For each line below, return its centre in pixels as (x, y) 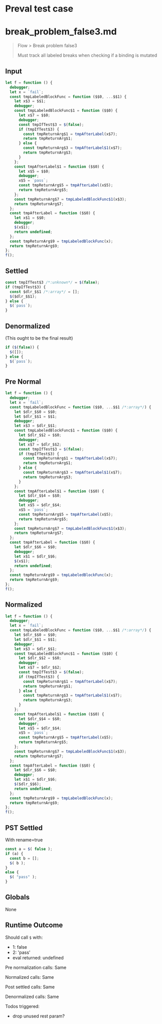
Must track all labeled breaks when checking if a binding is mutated (87, 55)
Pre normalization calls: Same (36, 967)
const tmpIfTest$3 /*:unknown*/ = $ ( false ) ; (52, 282)
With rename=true (24, 840)
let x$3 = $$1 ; (30, 101)
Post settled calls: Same (30, 987)
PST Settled (24, 828)
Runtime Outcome (34, 925)
